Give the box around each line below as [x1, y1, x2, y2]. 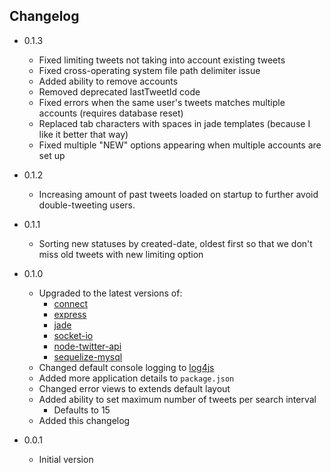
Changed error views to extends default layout [38, 382, 231, 394]
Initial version [38, 453, 94, 465]
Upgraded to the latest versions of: [38, 287, 183, 299]
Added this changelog [38, 414, 131, 426]
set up [38, 149, 66, 161]
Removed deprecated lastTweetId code [38, 85, 201, 98]
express [53, 308, 87, 320]
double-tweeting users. [38, 199, 136, 211]
